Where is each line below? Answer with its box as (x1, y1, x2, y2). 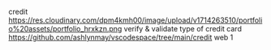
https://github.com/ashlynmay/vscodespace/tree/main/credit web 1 (8, 32, 234, 42)
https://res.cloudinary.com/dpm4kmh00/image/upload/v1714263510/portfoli (8, 15, 263, 25)
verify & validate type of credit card (123, 24, 242, 33)
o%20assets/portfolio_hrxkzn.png (8, 24, 123, 33)
